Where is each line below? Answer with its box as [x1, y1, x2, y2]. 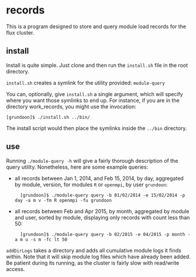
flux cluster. [6, 29, 35, 36]
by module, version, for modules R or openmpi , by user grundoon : [14, 181, 168, 188]
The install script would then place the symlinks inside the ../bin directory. [6, 124, 187, 132]
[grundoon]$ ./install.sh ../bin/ [6, 114, 91, 120]
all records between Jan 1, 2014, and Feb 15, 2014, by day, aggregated [14, 175, 184, 182]
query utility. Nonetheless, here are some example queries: [6, 163, 148, 170]
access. [6, 265, 25, 272]
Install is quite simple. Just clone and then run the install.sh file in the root [6, 61, 188, 69]
